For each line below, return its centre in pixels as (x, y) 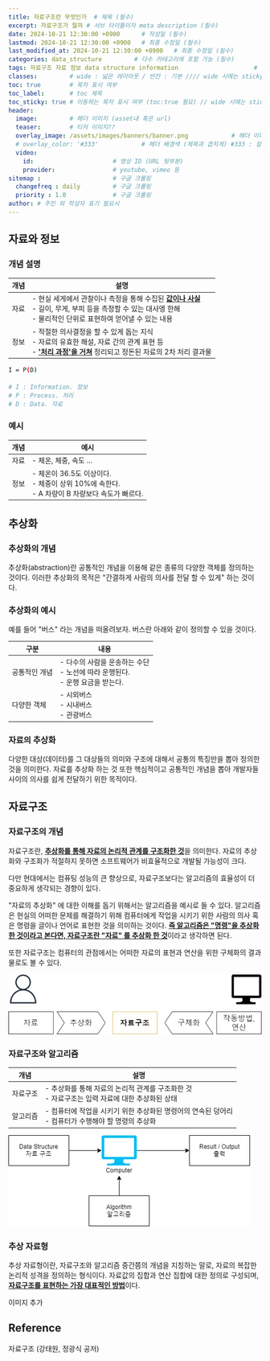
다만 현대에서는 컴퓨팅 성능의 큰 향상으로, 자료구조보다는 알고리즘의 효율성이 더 (132, 878)
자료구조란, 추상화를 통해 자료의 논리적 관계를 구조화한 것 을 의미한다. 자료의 (125, 851)
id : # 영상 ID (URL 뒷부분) (103, 161)
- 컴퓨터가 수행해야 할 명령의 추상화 (100, 1121)
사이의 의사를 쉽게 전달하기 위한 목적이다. (73, 779)
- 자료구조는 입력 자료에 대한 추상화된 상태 (111, 1098)
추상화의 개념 (32, 549)
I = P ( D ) (23, 370)
